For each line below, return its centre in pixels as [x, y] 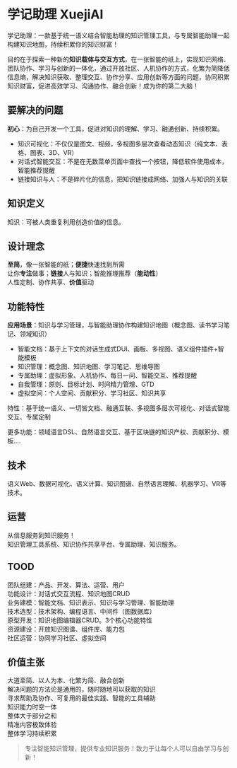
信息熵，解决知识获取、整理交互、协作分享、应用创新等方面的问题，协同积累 [119, 77]
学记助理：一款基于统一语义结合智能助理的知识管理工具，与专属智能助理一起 [119, 35]
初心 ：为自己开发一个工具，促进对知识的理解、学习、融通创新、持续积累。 [115, 129]
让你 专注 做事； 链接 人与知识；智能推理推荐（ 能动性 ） [85, 274]
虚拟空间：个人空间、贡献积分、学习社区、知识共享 [92, 393]
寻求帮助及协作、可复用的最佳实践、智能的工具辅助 [81, 698]
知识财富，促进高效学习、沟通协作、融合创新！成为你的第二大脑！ [103, 86]
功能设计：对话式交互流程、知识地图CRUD [69, 593]
